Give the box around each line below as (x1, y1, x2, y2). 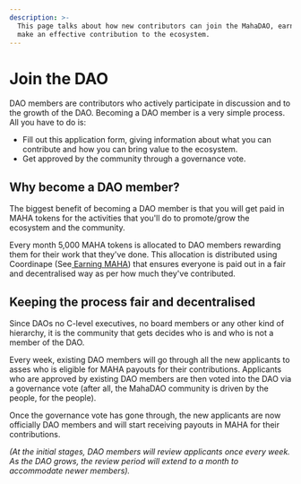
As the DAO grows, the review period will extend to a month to (9, 455, 239, 466)
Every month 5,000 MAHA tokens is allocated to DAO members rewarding (9, 239, 281, 251)
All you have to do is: (9, 117, 87, 128)
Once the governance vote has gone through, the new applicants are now (9, 410, 281, 420)
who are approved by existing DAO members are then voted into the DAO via (9, 373, 292, 384)
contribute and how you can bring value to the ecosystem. (21, 144, 238, 155)
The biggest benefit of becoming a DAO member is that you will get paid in (9, 203, 285, 214)
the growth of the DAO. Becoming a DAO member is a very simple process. (9, 108, 286, 118)
